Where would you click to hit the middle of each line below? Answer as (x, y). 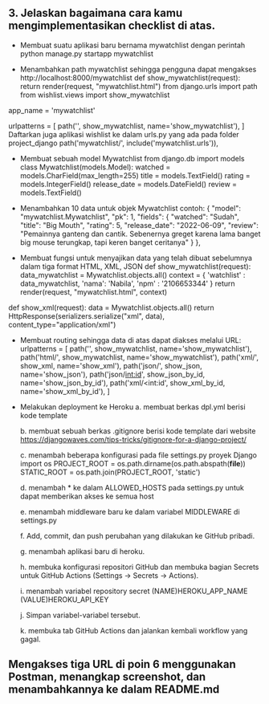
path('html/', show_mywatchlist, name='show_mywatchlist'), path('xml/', (139, 357)
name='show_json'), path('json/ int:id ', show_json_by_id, (112, 374)
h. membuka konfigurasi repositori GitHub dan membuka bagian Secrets (139, 567)
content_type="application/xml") (62, 324)
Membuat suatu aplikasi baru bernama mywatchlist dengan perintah (132, 45)
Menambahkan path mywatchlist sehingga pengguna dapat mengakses (138, 69)
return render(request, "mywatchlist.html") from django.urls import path (139, 86)
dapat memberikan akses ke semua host (87, 496)
